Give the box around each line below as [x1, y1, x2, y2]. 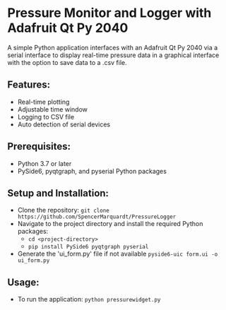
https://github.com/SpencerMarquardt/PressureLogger [17, 213, 177, 220]
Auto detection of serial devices [17, 120, 111, 129]
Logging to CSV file [17, 112, 75, 121]
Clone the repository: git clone [17, 206, 109, 215]
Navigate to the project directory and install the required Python [17, 220, 203, 228]
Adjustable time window [17, 105, 88, 114]
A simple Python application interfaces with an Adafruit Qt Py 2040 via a [7, 43, 218, 52]
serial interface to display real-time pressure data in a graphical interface [7, 51, 220, 59]
